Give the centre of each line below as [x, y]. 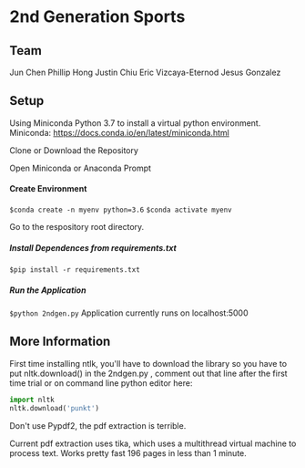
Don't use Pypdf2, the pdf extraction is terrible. [98, 425]
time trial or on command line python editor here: [101, 383]
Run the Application [48, 290]
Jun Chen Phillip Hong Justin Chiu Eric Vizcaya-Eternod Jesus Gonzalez [145, 72]
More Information [60, 342]
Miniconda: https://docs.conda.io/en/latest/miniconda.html [119, 132]
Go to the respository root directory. [77, 227]
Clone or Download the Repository [74, 150]
